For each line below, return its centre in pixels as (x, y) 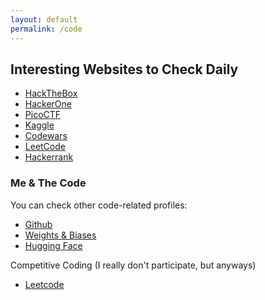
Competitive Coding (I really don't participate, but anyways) (133, 265)
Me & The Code (48, 183)
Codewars (46, 136)
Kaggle (39, 125)
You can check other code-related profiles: (99, 205)
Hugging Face (53, 245)
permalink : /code (46, 29)
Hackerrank (49, 157)
